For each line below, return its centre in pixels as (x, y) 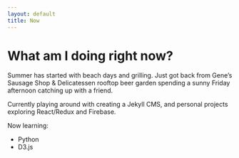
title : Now (24, 21)
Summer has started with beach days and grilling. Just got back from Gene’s (120, 75)
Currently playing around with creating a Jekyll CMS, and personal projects (118, 105)
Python (28, 139)
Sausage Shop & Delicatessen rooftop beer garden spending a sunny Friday (119, 83)
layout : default (31, 14)
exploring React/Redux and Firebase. (62, 112)
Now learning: (28, 126)
